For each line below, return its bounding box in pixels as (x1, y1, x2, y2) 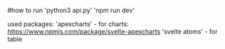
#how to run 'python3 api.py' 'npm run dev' (7, 6, 135, 14)
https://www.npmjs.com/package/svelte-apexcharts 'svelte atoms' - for (7, 28, 219, 36)
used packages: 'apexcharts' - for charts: (7, 20, 130, 28)
